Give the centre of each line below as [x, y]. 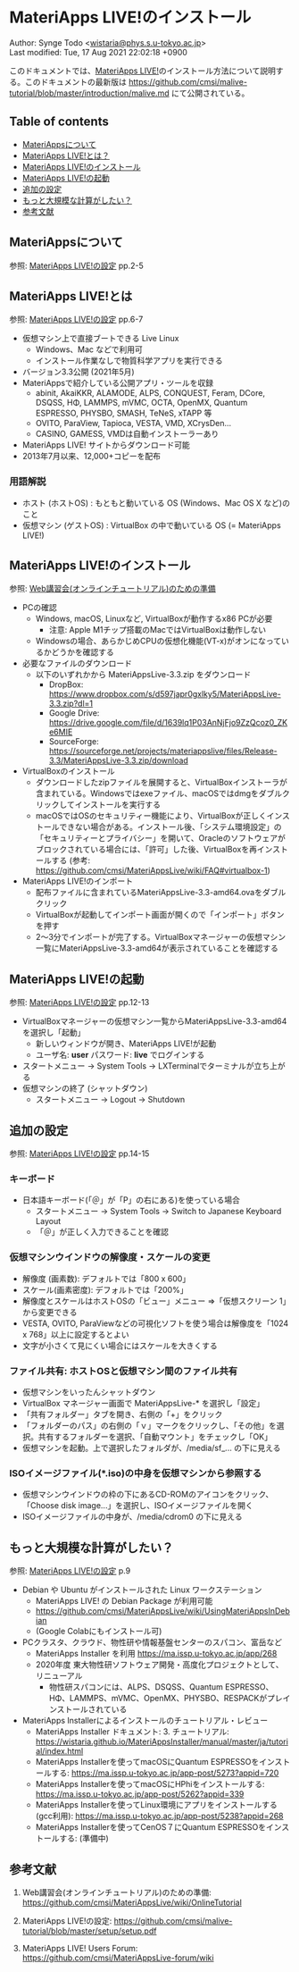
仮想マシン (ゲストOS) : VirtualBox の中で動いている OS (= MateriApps [151, 525]
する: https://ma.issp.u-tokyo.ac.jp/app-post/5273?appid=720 [165, 1773]
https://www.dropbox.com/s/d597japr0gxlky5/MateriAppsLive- [165, 694]
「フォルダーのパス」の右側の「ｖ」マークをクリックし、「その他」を [149, 1426]
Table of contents [59, 122]
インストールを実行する [117, 805]
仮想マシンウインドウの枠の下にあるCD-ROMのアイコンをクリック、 [148, 1494]
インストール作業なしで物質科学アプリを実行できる [129, 361]
